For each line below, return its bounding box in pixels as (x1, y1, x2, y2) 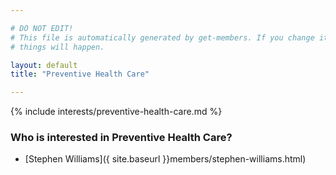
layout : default (10, 60, 78, 70)
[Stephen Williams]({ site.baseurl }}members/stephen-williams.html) (24, 153, 307, 165)
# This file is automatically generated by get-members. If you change (10, 32, 315, 43)
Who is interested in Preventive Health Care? (10, 131, 233, 145)
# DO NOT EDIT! (10, 23, 74, 33)
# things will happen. (10, 42, 105, 52)
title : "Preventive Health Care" (10, 69, 150, 80)
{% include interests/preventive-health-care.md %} (10, 106, 223, 118)
